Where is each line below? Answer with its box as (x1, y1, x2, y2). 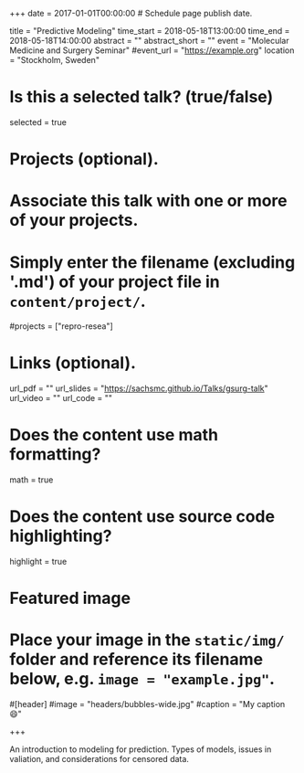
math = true (9, 474, 54, 485)
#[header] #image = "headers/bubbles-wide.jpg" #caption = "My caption (9, 699, 286, 710)
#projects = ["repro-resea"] (9, 321, 114, 332)
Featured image (9, 588, 131, 609)
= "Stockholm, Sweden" (9, 55, 100, 65)
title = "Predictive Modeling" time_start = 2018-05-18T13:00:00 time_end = (9, 26, 290, 36)
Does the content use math (9, 425, 219, 446)
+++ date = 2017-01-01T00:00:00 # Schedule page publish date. (9, 8, 253, 18)
